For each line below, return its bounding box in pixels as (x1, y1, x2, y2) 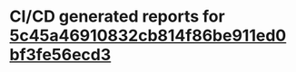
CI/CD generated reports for (9, 6, 225, 27)
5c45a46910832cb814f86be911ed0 (9, 25, 287, 46)
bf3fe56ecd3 (9, 45, 112, 65)
